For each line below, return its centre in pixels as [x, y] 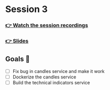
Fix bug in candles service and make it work [59, 71]
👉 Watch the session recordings [47, 25]
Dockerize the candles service [44, 77]
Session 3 [27, 9]
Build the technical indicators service [51, 82]
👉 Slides [17, 41]
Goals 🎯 [18, 59]
